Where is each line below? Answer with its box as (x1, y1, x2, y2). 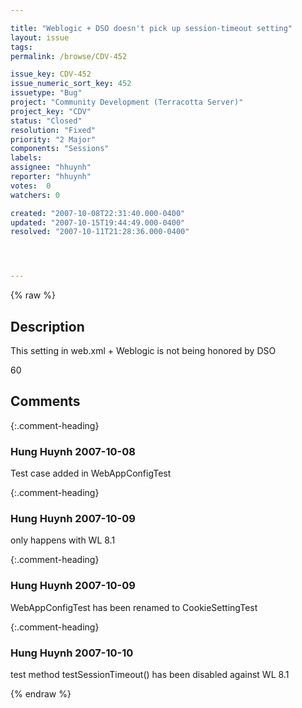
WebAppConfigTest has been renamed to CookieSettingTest (10, 601, 258, 613)
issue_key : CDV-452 (10, 69, 92, 80)
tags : (10, 42, 33, 52)
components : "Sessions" (10, 144, 110, 154)
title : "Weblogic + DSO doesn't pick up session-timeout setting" (10, 23, 293, 33)
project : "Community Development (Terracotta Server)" (10, 97, 244, 107)
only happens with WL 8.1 (10, 534, 116, 546)
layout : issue (10, 32, 70, 43)
